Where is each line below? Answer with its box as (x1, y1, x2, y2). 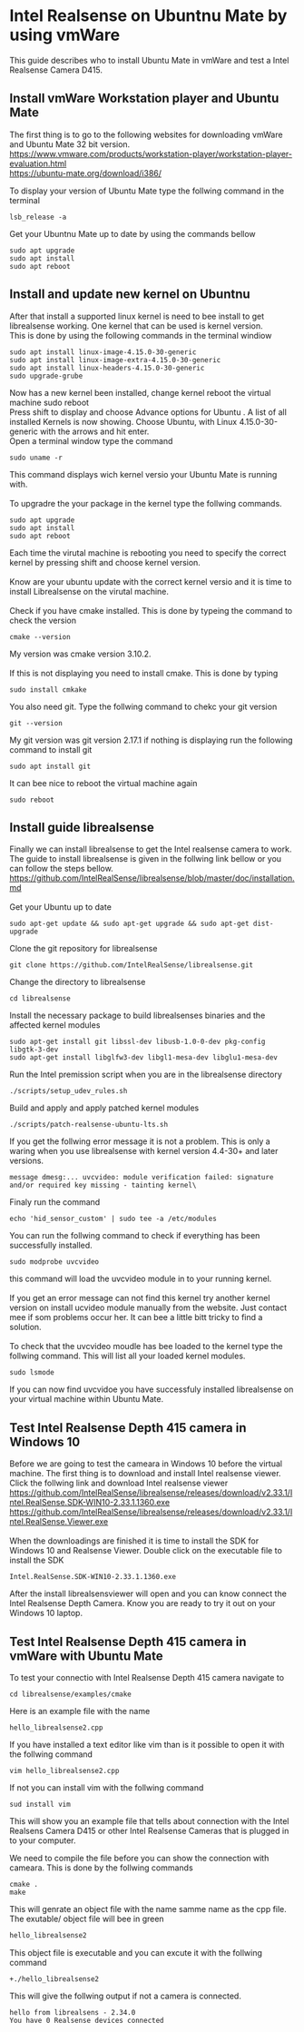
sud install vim (9, 1800, 71, 1809)
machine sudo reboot (9, 397, 89, 408)
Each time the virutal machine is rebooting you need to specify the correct (9, 547, 287, 558)
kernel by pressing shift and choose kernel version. (9, 557, 201, 567)
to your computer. (9, 1835, 76, 1846)
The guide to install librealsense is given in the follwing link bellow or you (9, 853, 282, 864)
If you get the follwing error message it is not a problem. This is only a (9, 1136, 270, 1147)
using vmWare (9, 25, 121, 45)
